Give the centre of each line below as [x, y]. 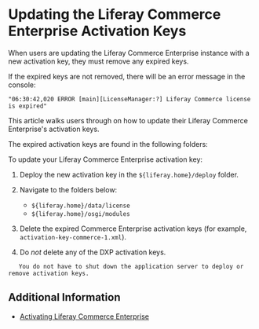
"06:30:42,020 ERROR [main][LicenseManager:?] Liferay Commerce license [129, 99]
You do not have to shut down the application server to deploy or [131, 266]
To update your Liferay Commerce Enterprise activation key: [105, 159]
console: [22, 85]
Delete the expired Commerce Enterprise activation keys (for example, [133, 228]
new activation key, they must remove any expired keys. [98, 61]
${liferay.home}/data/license [81, 206]
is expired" [27, 106]
